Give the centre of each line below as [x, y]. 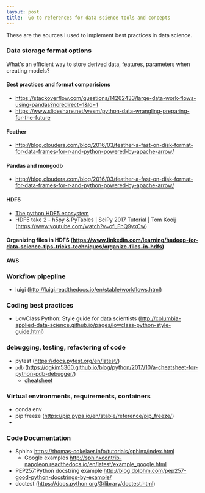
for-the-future [33, 117]
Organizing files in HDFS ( [40, 240]
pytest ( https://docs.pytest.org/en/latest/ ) [67, 361]
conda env [28, 409]
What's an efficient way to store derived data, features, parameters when [98, 64]
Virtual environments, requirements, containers [78, 396]
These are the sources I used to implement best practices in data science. [99, 35]
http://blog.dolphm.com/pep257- [145, 471]
